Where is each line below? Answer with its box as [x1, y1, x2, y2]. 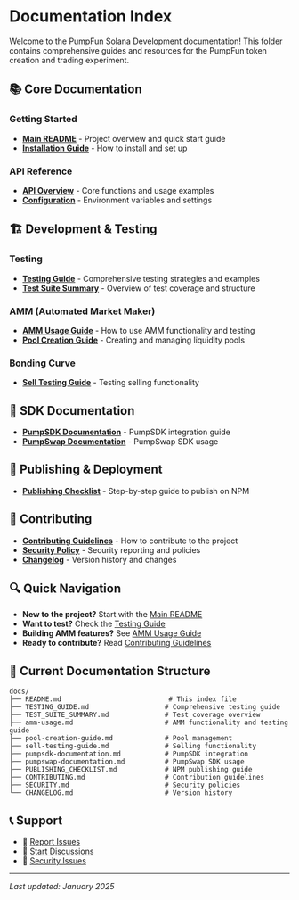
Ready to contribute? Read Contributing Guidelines [21, 638, 212, 648]
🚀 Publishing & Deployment [9, 462, 163, 477]
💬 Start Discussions [21, 846, 94, 857]
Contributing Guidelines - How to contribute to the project [21, 535, 238, 546]
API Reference [9, 165, 73, 178]
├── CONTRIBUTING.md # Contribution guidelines [9, 773, 265, 782]
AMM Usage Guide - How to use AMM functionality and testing [21, 325, 255, 335]
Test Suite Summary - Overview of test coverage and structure [21, 283, 255, 293]
